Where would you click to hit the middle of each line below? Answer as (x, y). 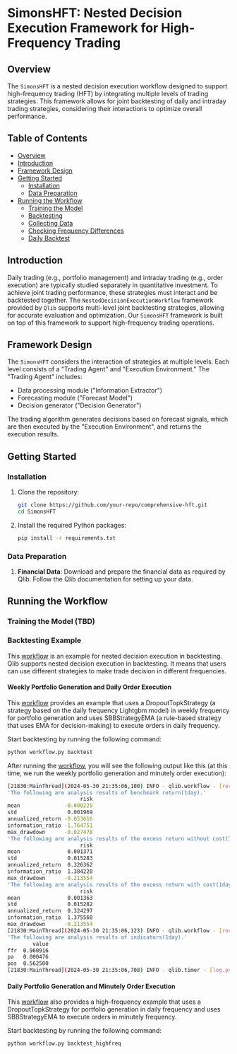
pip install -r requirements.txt (67, 538)
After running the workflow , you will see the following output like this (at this (117, 765)
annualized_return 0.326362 (50, 865)
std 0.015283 (50, 858)
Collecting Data (50, 223)
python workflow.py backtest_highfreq (64, 1044)
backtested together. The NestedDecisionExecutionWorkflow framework (110, 300)
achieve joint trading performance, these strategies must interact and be (113, 292)
